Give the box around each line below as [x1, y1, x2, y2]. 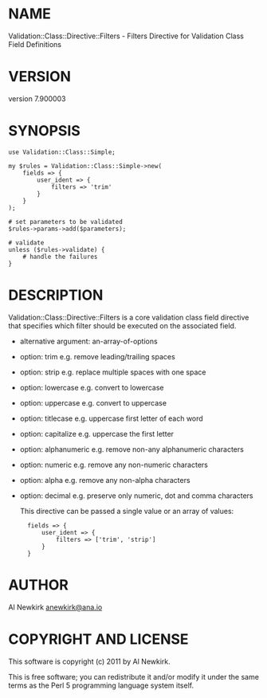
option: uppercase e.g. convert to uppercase [19, 398, 167, 407]
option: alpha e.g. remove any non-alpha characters [19, 475, 190, 484]
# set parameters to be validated [8, 218, 124, 225]
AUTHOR [8, 575, 69, 594]
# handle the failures [22, 253, 98, 261]
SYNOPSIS [8, 122, 81, 140]
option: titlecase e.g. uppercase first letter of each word [19, 414, 203, 423]
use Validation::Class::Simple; [8, 148, 116, 156]
